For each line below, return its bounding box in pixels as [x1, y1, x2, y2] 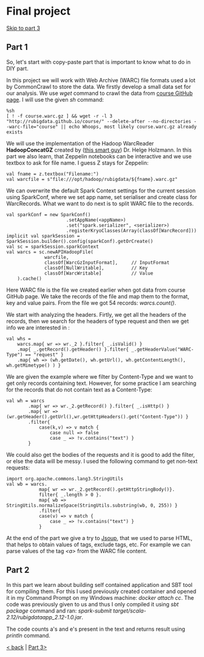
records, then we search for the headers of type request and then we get [6, 317, 189, 325]
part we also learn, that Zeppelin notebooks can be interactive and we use [6, 152, 192, 160]
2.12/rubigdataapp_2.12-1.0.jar [6, 613, 82, 620]
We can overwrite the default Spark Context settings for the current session [6, 187, 196, 194]
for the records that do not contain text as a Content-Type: [6, 385, 152, 393]
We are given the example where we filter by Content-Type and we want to [6, 373, 194, 380]
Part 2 [6, 565, 30, 575]
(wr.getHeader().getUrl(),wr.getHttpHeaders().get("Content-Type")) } [6, 413, 189, 420]
